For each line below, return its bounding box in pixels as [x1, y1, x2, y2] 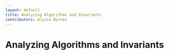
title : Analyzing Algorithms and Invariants [5, 12, 102, 17]
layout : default [5, 7, 40, 13]
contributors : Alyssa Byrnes [5, 17, 67, 22]
